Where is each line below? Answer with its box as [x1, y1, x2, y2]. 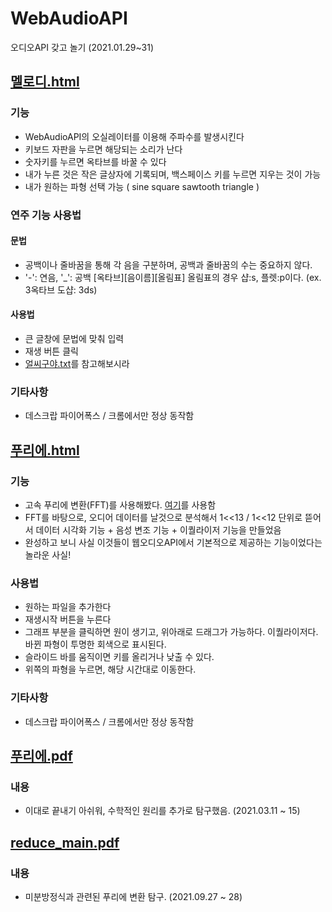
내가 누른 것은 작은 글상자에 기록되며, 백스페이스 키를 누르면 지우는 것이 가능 [24, 168, 322, 180]
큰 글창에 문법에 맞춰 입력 [24, 332, 125, 344]
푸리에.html [10, 442, 80, 459]
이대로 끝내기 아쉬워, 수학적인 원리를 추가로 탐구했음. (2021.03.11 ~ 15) [24, 805, 301, 817]
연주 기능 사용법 [10, 208, 82, 222]
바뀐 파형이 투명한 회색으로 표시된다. [24, 638, 167, 651]
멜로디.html [10, 73, 80, 91]
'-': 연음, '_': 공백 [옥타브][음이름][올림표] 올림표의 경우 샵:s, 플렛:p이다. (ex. [24, 271, 322, 283]
